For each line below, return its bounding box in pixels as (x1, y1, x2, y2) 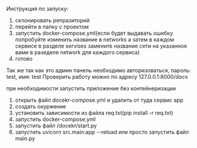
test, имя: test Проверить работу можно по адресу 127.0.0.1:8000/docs (6, 73, 189, 80)
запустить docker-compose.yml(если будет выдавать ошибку (15, 29, 173, 37)
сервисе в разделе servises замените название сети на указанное (15, 42, 187, 49)
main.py (15, 135, 35, 142)
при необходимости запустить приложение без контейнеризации (6, 85, 176, 92)
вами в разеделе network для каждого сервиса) (15, 49, 140, 56)
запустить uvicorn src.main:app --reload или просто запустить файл (15, 129, 189, 135)
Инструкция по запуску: (6, 5, 69, 12)
